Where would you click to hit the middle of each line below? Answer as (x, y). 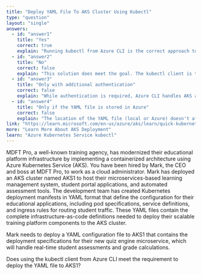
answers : (17, 29)
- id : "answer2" (32, 57)
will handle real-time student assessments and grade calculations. (88, 247)
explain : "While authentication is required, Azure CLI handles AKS (105, 96)
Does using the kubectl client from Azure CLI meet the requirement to (92, 259)
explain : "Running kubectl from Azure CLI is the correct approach (103, 51)
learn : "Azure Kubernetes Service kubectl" (62, 135)
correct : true (35, 46)
